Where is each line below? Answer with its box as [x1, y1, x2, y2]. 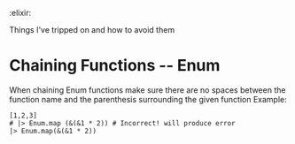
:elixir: [9, 8, 32, 18]
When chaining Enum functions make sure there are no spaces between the [9, 84, 286, 95]
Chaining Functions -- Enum [9, 56, 221, 76]
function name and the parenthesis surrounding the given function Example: [9, 94, 288, 104]
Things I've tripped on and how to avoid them [9, 25, 175, 34]
